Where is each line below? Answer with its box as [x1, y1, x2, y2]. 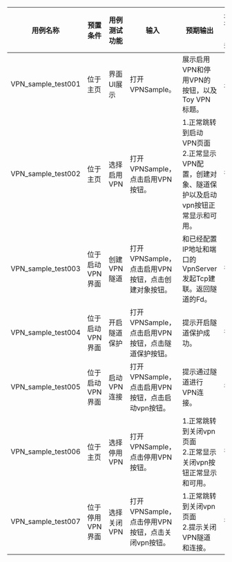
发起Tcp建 [182, 274, 215, 283]
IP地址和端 [182, 244, 217, 254]
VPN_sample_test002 [10, 169, 81, 178]
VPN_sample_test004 [10, 328, 81, 337]
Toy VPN [182, 95, 211, 104]
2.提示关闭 [182, 523, 217, 532]
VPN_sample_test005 [10, 382, 81, 391]
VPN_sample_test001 [10, 79, 81, 88]
